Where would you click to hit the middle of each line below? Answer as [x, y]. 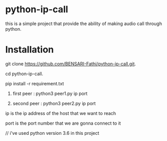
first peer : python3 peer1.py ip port [50, 93]
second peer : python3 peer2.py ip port [54, 103]
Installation [30, 50]
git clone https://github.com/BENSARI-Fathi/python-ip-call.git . [71, 64]
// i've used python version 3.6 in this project [52, 133]
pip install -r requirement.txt [35, 83]
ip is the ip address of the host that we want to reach [61, 113]
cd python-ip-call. [24, 74]
